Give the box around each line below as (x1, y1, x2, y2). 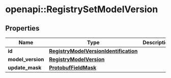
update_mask (8, 64, 42, 71)
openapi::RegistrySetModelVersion (5, 4, 158, 15)
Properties (5, 24, 40, 33)
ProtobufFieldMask (49, 64, 97, 71)
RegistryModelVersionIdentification (49, 47, 138, 55)
